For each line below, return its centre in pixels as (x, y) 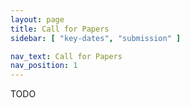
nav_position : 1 (44, 66)
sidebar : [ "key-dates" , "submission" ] (96, 38)
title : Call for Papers (60, 29)
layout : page (37, 19)
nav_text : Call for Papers (66, 56)
